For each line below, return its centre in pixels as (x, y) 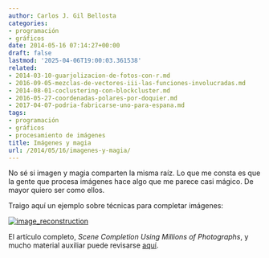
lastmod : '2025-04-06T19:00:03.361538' (75, 61)
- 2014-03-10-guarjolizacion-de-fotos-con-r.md (90, 76)
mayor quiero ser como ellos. (57, 190)
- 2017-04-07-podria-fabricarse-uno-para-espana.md (96, 105)
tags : (17, 113)
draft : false (30, 53)
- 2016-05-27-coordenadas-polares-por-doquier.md (93, 98)
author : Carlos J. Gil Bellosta (62, 16)
